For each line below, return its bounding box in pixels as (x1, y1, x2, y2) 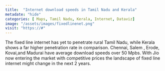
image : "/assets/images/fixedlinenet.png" (5, 21, 95, 26)
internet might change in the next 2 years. (5, 61, 91, 67)
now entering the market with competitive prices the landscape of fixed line (5, 55, 161, 61)
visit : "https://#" (5, 26, 46, 31)
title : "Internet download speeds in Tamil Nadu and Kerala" (5, 7, 137, 12)
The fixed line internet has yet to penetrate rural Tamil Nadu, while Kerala (5, 39, 155, 45)
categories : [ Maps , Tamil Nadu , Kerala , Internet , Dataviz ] (5, 16, 135, 21)
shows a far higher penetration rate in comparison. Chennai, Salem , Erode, (5, 45, 160, 51)
